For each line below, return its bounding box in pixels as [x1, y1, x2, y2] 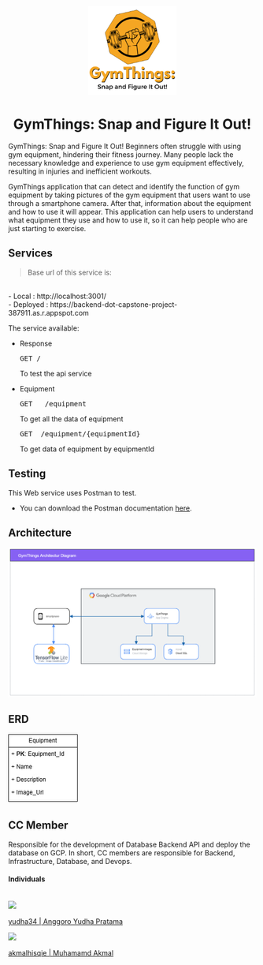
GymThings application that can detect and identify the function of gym [8, 181, 240, 191]
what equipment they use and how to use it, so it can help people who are [8, 215, 248, 225]
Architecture [8, 526, 72, 539]
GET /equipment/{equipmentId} [19, 429, 141, 438]
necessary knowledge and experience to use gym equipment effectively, [8, 158, 244, 167]
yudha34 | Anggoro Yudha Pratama [8, 916, 124, 926]
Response [19, 338, 53, 348]
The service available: [8, 323, 80, 333]
